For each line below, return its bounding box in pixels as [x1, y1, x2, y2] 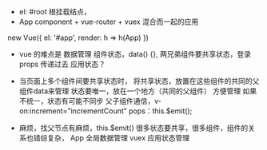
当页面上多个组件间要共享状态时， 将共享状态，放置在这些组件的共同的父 [18, 77, 260, 85]
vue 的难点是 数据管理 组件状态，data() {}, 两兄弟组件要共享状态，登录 [18, 49, 251, 58]
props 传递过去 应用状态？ [18, 59, 106, 69]
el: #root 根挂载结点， [18, 7, 91, 16]
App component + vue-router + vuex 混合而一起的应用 [18, 17, 199, 26]
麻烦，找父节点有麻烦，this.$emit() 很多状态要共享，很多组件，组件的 [18, 123, 249, 132]
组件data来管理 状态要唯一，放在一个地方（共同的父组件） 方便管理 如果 [18, 86, 257, 96]
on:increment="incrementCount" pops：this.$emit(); [18, 106, 193, 116]
